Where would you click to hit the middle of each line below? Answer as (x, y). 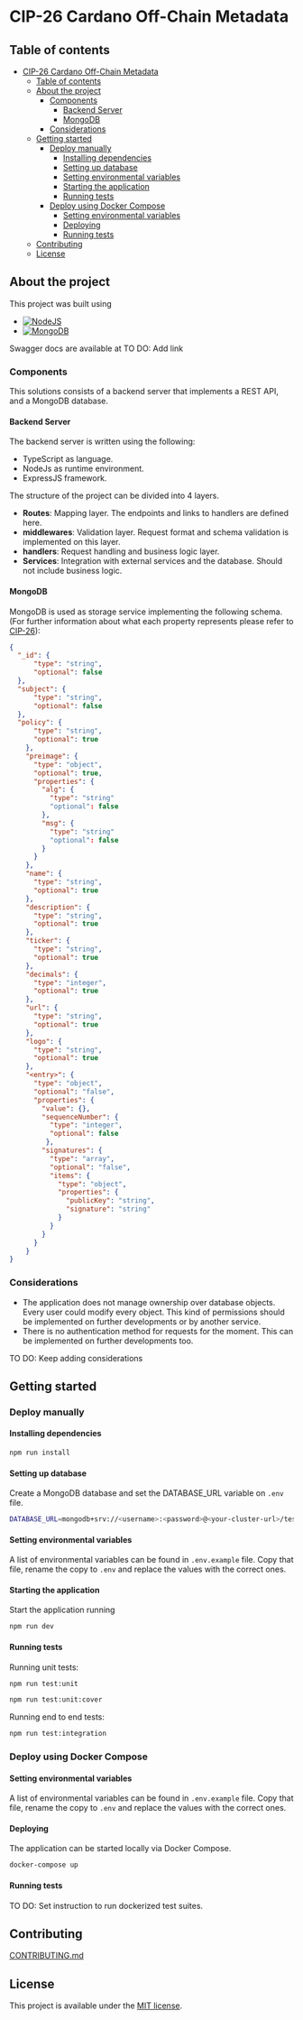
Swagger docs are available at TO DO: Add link (96, 348)
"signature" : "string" (109, 1209)
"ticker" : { (48, 941)
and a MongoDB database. (59, 401)
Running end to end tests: (57, 1717)
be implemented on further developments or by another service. (142, 1321)
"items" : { (70, 1176)
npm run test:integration (58, 1734)
